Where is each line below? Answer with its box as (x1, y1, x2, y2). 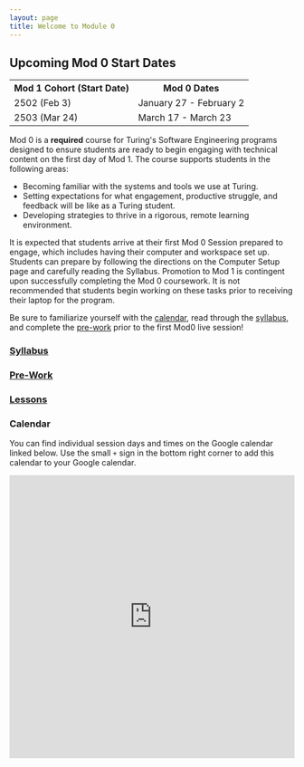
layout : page (9, 13, 59, 23)
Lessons (9, 393, 48, 406)
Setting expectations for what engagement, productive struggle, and (22, 191, 278, 202)
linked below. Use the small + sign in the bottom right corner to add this (9, 447, 274, 458)
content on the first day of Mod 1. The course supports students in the (9, 154, 271, 165)
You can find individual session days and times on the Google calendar (9, 438, 274, 449)
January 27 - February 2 (138, 97, 245, 110)
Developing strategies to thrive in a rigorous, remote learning (22, 210, 250, 221)
